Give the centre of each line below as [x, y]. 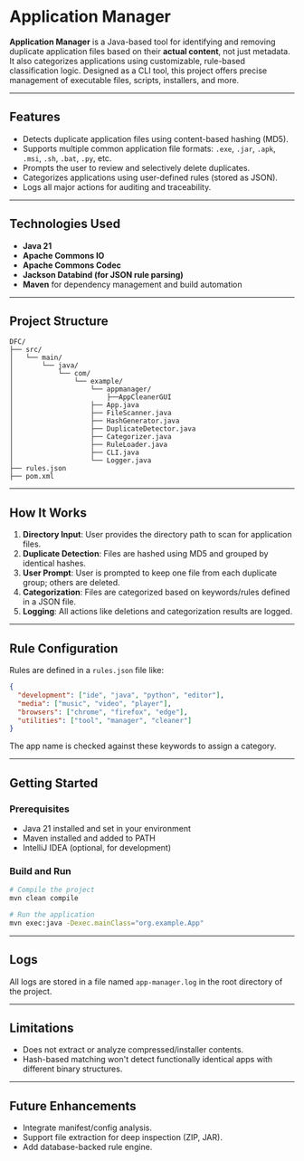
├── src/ [26, 350]
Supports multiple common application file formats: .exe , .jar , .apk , [149, 148]
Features [35, 117]
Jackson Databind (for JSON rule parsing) [103, 274]
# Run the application [52, 914]
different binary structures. [72, 1069]
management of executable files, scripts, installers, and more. [124, 80]
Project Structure [59, 321]
